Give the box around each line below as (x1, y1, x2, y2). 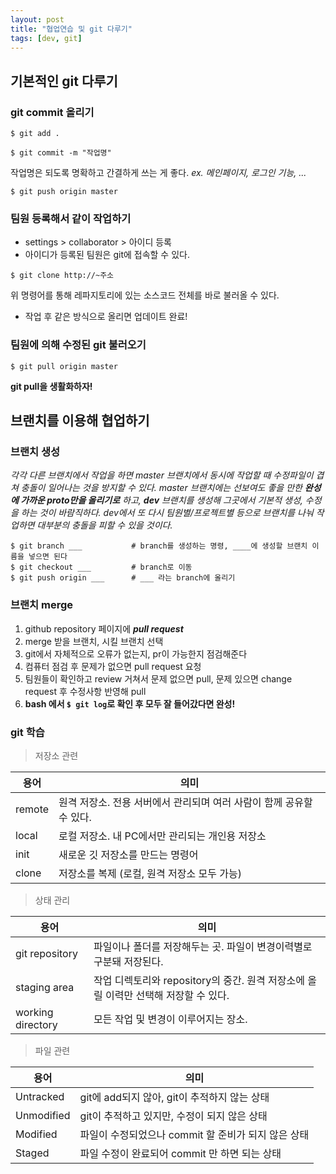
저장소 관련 (34, 749, 79, 761)
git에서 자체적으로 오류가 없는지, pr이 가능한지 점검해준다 (24, 647, 248, 660)
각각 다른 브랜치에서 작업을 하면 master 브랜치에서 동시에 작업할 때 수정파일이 (10, 469, 314, 481)
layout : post (10, 14, 65, 25)
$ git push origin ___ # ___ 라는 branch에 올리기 (10, 573, 236, 583)
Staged (15, 1146, 50, 1160)
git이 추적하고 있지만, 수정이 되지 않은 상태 (79, 1109, 268, 1123)
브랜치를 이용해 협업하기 (10, 412, 150, 430)
